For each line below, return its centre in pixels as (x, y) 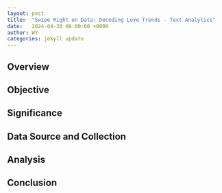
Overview (28, 67)
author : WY (23, 33)
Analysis (26, 160)
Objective (28, 90)
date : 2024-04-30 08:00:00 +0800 (58, 26)
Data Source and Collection (67, 137)
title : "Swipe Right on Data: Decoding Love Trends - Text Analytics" (111, 20)
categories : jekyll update (46, 39)
